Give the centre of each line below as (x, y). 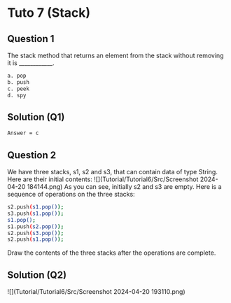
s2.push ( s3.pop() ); (36, 233)
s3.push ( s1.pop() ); (36, 213)
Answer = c (23, 133)
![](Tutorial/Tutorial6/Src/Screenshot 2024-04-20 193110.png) (96, 292)
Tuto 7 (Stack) (49, 13)
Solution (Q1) (36, 117)
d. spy (17, 95)
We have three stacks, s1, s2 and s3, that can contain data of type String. (113, 172)
